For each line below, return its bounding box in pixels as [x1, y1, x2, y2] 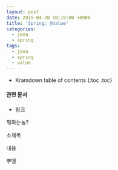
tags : [6, 43, 20, 49]
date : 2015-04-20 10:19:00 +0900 [6, 15, 91, 21]
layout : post [6, 8, 39, 15]
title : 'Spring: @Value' [6, 20, 69, 26]
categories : [6, 25, 36, 32]
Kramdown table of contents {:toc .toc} [15, 76, 113, 84]
